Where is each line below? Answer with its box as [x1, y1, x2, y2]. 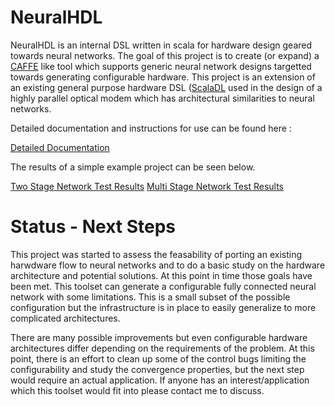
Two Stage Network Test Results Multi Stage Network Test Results [10, 180, 284, 192]
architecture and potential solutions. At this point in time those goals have [10, 269, 313, 281]
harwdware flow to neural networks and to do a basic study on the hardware [10, 259, 326, 271]
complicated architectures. [10, 312, 121, 324]
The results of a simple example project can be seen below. [10, 161, 256, 173]
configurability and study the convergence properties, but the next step [10, 363, 305, 375]
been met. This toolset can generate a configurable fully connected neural [10, 280, 317, 292]
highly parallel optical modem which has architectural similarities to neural [10, 92, 315, 104]
